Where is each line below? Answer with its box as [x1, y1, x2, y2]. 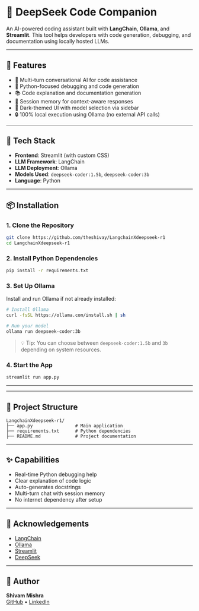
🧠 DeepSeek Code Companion [6, 5, 157, 19]
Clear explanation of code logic [14, 477, 92, 484]
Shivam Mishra [6, 592, 44, 599]
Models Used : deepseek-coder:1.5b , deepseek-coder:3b [14, 171, 150, 178]
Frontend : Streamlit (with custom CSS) [14, 152, 110, 159]
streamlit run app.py [6, 374, 60, 380]
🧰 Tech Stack [6, 136, 56, 146]
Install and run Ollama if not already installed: [6, 295, 117, 303]
